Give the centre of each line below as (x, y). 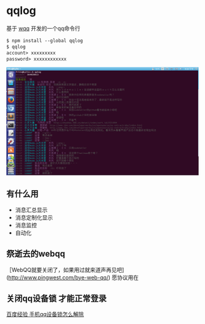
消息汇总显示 (31, 210)
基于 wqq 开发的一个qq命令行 (43, 28)
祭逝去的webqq (36, 254)
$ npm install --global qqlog (45, 40)
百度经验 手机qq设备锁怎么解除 (45, 314)
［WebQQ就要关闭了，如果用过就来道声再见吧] (65, 270)
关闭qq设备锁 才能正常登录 (56, 298)
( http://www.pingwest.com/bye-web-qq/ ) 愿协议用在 (73, 277)
